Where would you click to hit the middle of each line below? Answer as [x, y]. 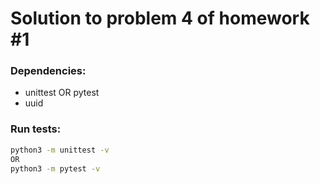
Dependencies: [48, 71]
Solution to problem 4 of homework [160, 18]
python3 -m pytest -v [55, 168]
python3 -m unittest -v [60, 150]
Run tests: [36, 129]
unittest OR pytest [62, 93]
